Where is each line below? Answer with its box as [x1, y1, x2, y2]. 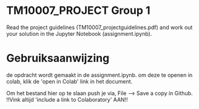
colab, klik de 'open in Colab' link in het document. [6, 78, 133, 85]
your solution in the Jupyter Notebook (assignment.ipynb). [6, 30, 152, 37]
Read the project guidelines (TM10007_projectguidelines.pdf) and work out [6, 24, 193, 31]
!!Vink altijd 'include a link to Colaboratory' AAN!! [6, 96, 129, 103]
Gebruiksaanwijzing [6, 51, 110, 65]
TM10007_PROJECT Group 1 [6, 4, 150, 18]
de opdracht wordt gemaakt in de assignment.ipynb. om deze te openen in [6, 71, 193, 79]
